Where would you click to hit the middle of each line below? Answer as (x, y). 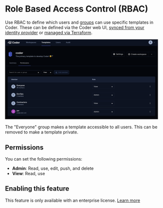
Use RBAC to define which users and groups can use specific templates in (79, 22)
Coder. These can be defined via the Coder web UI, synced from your (75, 27)
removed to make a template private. (42, 132)
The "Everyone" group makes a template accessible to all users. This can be (81, 127)
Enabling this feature (37, 189)
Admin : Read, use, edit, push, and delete (53, 168)
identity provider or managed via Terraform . (49, 32)
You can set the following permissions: (44, 159)
